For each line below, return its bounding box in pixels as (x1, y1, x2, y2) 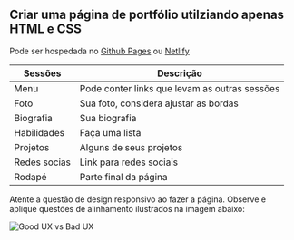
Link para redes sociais (79, 156, 179, 168)
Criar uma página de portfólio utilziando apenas (9, 7, 284, 23)
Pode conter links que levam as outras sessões (79, 82, 280, 94)
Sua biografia (79, 111, 137, 124)
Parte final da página (79, 170, 168, 183)
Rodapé (14, 170, 47, 183)
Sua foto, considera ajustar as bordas (79, 97, 239, 110)
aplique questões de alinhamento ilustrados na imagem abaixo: (9, 203, 245, 214)
